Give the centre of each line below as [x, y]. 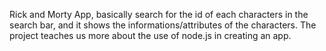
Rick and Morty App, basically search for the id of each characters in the [159, 14]
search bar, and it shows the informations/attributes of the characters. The [163, 25]
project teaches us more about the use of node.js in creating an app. [150, 35]
